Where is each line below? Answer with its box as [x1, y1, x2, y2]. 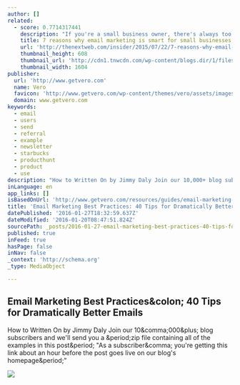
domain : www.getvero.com [14, 97, 88, 104]
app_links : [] [7, 190, 50, 197]
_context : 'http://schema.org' [7, 256, 101, 264]
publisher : [7, 70, 40, 77]
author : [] [7, 10, 40, 18]
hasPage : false [7, 243, 53, 250]
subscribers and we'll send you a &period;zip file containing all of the [7, 333, 211, 341]
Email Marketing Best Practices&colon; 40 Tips [7, 296, 221, 308]
